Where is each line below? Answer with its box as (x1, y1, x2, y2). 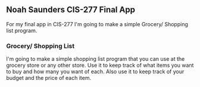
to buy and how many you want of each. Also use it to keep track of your (6, 68, 185, 75)
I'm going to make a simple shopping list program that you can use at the (6, 55, 185, 63)
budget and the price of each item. (6, 74, 91, 82)
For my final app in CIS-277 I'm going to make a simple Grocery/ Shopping (6, 20, 189, 27)
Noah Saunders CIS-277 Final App (6, 5, 136, 15)
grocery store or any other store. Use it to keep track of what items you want (6, 62, 194, 69)
